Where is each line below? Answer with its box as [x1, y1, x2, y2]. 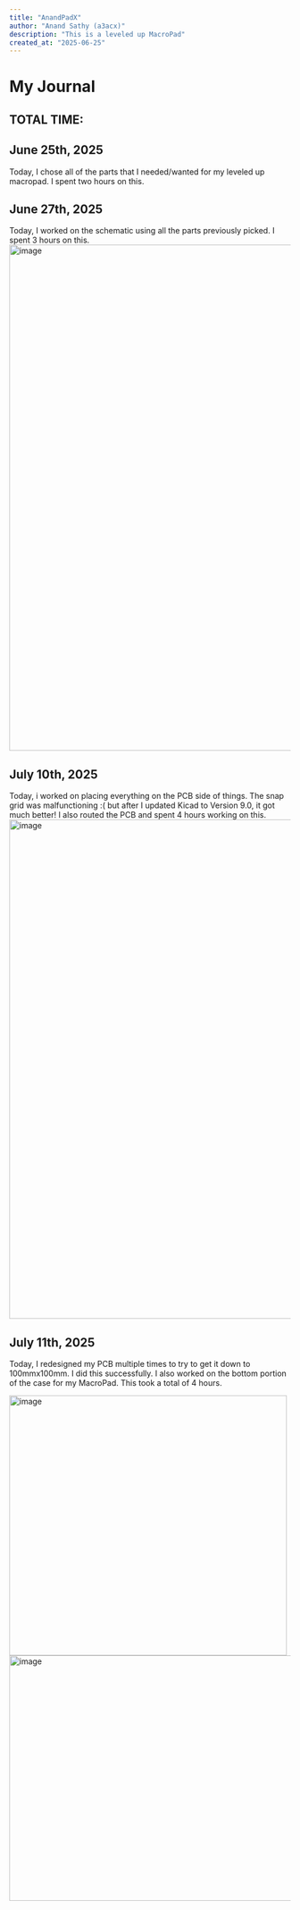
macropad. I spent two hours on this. [9, 175, 145, 186]
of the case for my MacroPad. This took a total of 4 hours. [9, 1378, 222, 1388]
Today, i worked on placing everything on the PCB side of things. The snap [9, 791, 284, 802]
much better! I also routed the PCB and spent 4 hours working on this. [9, 810, 266, 820]
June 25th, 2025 [9, 142, 104, 157]
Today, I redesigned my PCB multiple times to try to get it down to [9, 1359, 251, 1370]
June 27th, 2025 [9, 202, 104, 217]
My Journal [9, 77, 96, 97]
